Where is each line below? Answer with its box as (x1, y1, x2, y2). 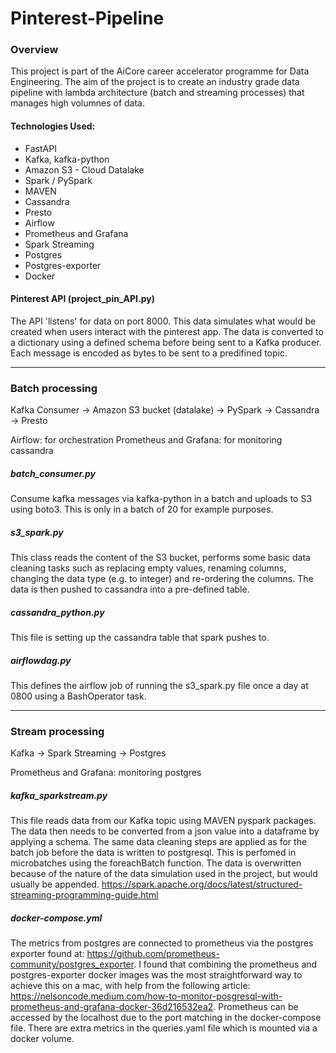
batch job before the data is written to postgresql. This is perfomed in (10, 847, 297, 859)
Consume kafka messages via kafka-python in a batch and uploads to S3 (10, 493, 313, 505)
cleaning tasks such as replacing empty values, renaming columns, (10, 562, 287, 574)
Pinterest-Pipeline (10, 7, 165, 30)
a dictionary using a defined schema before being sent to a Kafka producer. (10, 336, 322, 348)
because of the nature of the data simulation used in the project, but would (10, 868, 318, 880)
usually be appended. (10, 878, 100, 891)
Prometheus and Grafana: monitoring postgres (10, 767, 202, 779)
